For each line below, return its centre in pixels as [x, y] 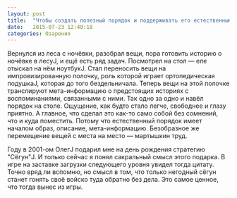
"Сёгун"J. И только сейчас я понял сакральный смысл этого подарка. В [116, 157]
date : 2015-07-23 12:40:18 [50, 27]
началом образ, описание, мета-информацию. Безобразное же [103, 128]
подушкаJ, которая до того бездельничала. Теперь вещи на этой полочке [119, 83]
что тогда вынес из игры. [45, 187]
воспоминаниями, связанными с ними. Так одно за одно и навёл [105, 99]
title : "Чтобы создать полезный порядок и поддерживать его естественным [120, 20]
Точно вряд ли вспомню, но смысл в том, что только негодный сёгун [112, 172]
